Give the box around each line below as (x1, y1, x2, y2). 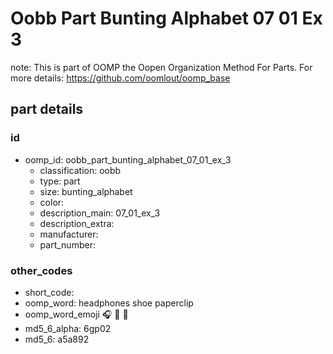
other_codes (10, 263, 73, 277)
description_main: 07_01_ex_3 (39, 207, 161, 219)
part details (10, 101, 84, 118)
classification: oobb (39, 164, 122, 176)
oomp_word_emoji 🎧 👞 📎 (24, 308, 129, 320)
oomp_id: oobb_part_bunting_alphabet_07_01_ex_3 (24, 153, 232, 166)
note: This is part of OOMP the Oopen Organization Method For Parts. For (10, 61, 313, 73)
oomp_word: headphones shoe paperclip (24, 297, 194, 309)
